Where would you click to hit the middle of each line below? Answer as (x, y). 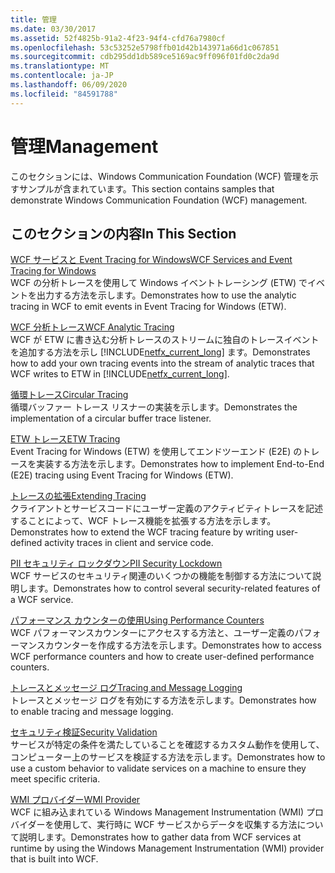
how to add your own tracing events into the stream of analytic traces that (162, 363)
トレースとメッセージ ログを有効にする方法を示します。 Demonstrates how (163, 700)
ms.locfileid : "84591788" (64, 94)
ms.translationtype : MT (60, 66)
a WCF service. (42, 600)
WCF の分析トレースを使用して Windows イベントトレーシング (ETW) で (159, 283)
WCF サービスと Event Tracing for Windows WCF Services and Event (151, 260)
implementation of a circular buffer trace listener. (111, 418)
